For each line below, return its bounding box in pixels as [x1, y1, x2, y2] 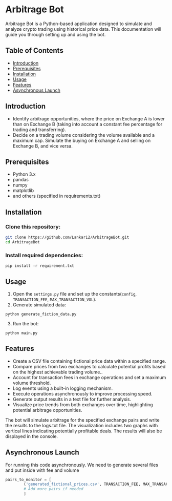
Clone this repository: [5, 223, 61, 230]
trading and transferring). [12, 127, 67, 133]
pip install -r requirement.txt [5, 263, 74, 268]
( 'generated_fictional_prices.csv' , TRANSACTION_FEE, [24, 482, 141, 487]
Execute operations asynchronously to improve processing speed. [12, 390, 153, 396]
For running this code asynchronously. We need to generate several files [5, 462, 159, 468]
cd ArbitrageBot [5, 239, 40, 244]
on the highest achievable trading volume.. [12, 369, 103, 375]
